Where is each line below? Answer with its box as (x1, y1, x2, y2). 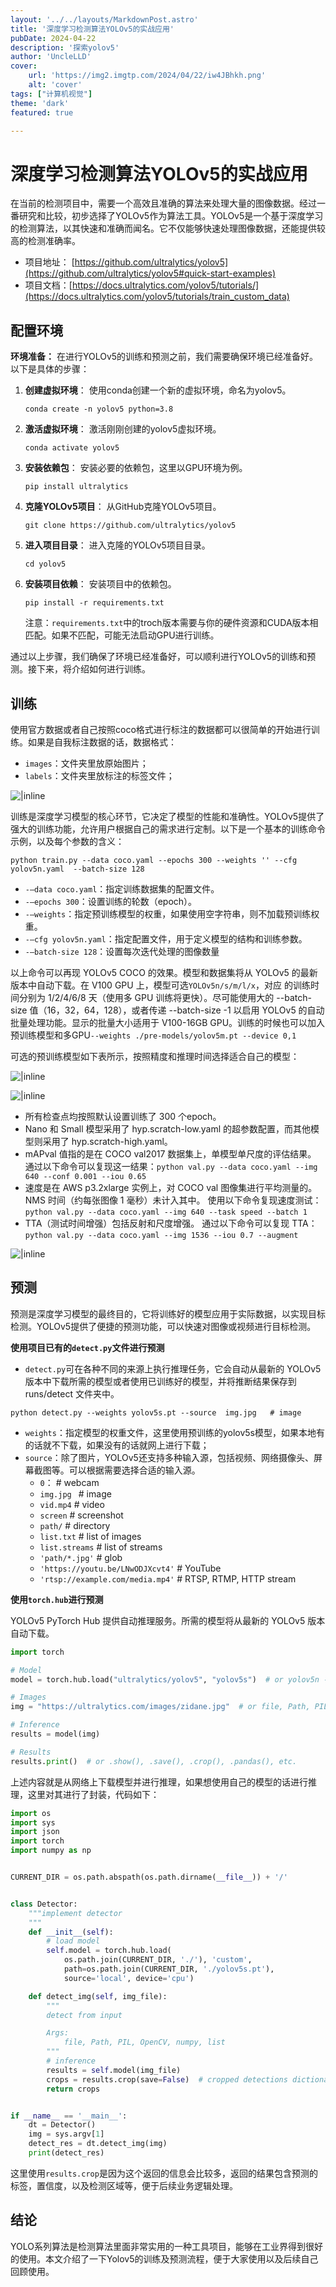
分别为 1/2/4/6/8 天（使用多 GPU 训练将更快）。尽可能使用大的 (18, 991, 275, 1003)
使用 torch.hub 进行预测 (10, 1593, 104, 1605)
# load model (46, 1936, 101, 1946)
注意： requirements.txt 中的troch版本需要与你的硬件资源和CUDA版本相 (24, 617, 319, 629)
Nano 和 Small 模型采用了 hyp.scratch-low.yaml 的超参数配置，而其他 (24, 1122, 311, 1135)
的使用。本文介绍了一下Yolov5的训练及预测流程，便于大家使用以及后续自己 (10, 2252, 319, 2265)
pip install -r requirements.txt (24, 598, 165, 608)
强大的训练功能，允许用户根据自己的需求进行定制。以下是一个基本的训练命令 (10, 822, 326, 835)
